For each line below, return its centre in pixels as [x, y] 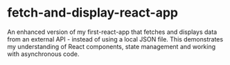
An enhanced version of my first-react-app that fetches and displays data [112, 32]
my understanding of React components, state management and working [112, 46]
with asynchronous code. [43, 54]
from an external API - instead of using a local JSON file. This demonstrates [115, 39]
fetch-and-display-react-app [93, 13]
